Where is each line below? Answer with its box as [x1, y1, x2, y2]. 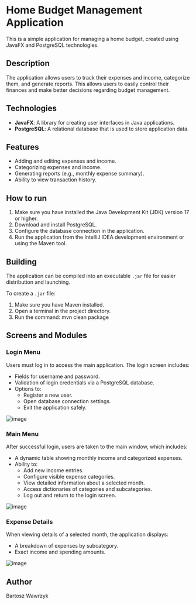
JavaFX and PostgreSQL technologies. [6, 42, 99, 49]
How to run [6, 193, 47, 203]
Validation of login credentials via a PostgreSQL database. [14, 379, 155, 386]
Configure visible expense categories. [23, 473, 115, 480]
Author [6, 577, 32, 587]
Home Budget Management [6, 4, 143, 17]
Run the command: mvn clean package [14, 314, 109, 321]
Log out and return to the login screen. [23, 491, 116, 499]
